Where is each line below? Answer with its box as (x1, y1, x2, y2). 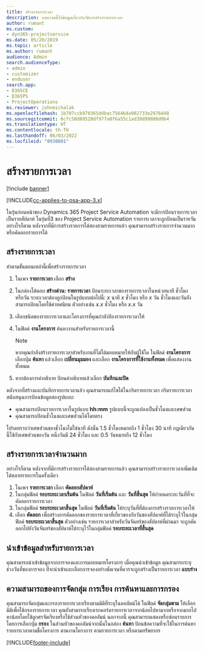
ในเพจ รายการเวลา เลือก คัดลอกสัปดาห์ (15, 484, 93, 491)
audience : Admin (6, 54, 47, 60)
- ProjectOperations (6, 99, 59, 105)
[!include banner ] (6, 185, 50, 192)
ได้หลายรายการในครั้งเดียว (6, 472, 59, 479)
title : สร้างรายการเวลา (6, 8, 53, 15)
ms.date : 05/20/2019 (6, 37, 59, 43)
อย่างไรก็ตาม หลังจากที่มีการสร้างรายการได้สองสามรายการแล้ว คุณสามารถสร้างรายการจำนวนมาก (6, 222, 195, 229)
